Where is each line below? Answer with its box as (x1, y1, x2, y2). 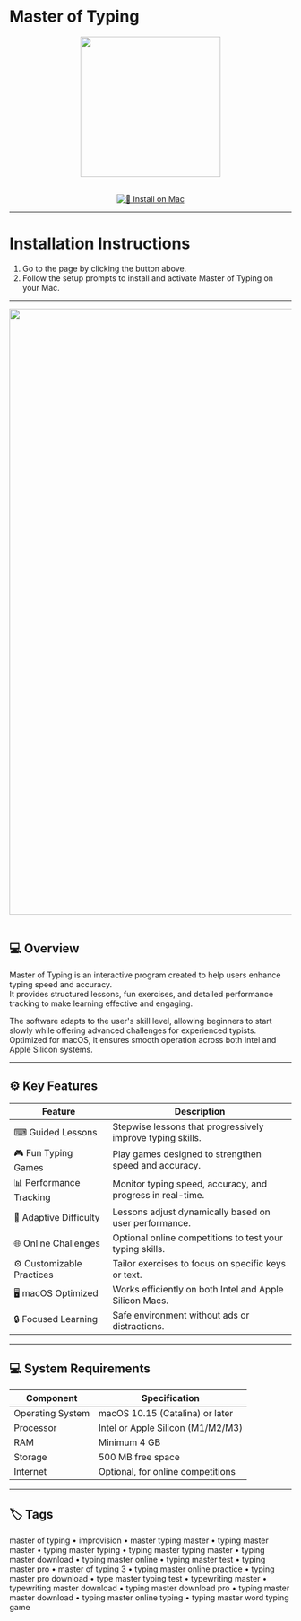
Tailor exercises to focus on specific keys (112, 1257, 287, 1269)
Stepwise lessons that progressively (112, 1120, 264, 1133)
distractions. (112, 1319, 165, 1332)
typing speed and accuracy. (9, 978, 113, 989)
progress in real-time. (112, 1189, 205, 1201)
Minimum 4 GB (98, 1436, 161, 1449)
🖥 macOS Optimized (13, 1287, 99, 1299)
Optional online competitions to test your (112, 1231, 284, 1244)
